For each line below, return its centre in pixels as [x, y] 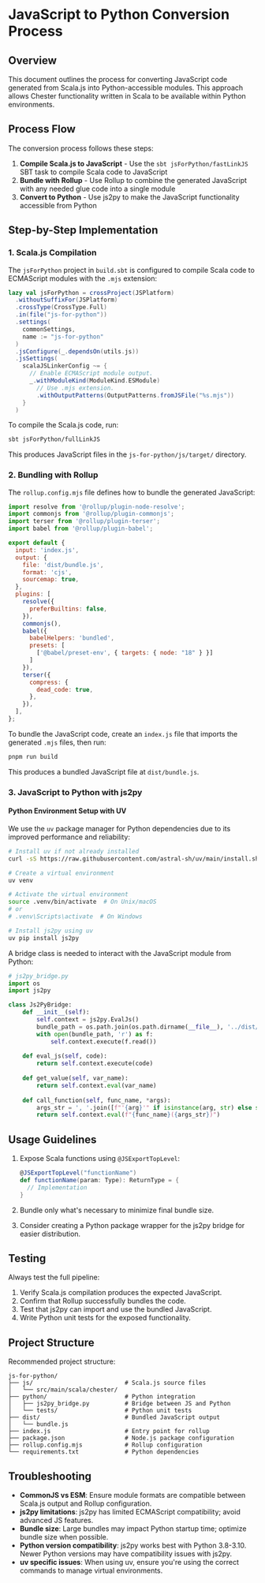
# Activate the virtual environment [68, 894]
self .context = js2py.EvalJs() [88, 1020]
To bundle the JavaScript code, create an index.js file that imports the [123, 734]
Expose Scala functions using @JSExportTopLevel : [99, 1159]
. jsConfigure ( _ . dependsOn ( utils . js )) [77, 351]
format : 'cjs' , [47, 572]
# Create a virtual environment [61, 873]
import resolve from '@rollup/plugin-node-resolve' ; [97, 506]
